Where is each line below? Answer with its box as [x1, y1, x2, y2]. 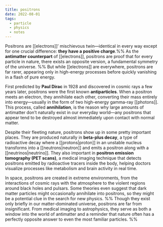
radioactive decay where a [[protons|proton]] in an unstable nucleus [5, 140, 142, 145]
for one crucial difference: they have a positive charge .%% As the [5, 48, 139, 54]
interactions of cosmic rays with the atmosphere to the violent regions [5, 180, 145, 186]
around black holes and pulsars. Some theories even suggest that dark [5, 186, 147, 191]
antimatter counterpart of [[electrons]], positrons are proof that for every [5, 54, 153, 59]
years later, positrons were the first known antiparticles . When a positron [5, 89, 152, 95]
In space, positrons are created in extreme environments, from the [5, 175, 138, 181]
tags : [5, 16, 16, 21]
